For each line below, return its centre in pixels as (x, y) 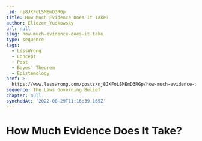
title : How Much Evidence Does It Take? (58, 17)
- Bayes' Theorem (33, 67)
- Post (20, 62)
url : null (19, 28)
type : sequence (25, 40)
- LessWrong (27, 51)
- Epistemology (31, 73)
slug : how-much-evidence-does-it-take (55, 34)
